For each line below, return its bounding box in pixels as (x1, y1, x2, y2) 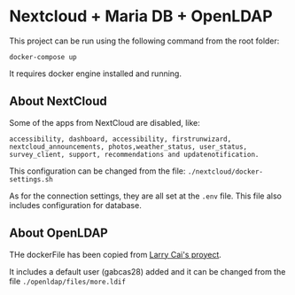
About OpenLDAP (9, 226, 108, 241)
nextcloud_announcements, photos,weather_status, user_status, (9, 142, 248, 151)
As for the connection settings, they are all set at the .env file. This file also (9, 190, 282, 201)
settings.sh (9, 175, 53, 183)
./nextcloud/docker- (187, 167, 264, 176)
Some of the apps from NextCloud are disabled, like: (9, 117, 201, 128)
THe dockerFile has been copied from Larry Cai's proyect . (9, 249, 221, 260)
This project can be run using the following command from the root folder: (9, 35, 280, 46)
